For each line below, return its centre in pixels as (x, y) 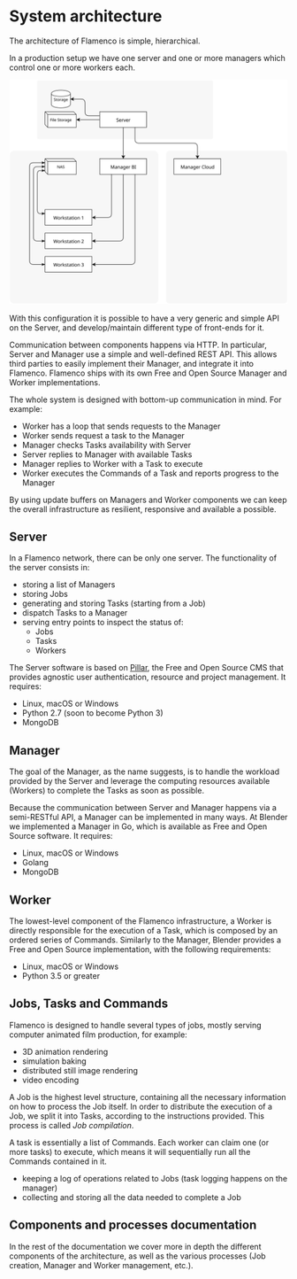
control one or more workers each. (72, 67)
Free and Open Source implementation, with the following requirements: (140, 949)
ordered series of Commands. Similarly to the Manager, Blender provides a (145, 940)
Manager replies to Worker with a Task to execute (112, 463)
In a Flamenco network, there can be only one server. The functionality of (143, 558)
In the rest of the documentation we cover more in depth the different (135, 1246)
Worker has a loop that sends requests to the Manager (121, 426)
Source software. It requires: (61, 836)
